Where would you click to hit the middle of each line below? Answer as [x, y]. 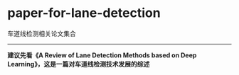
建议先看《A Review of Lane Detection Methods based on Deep [102, 55]
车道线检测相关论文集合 [42, 33]
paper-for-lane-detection [84, 13]
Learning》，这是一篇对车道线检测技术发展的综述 [79, 64]
